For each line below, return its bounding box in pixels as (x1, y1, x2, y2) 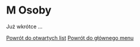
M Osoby (6, 4, 52, 17)
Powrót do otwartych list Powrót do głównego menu (6, 34, 134, 41)
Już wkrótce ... (6, 23, 43, 30)
